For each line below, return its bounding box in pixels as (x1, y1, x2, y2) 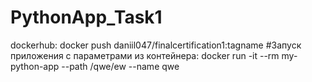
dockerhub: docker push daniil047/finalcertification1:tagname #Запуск (10, 39, 302, 51)
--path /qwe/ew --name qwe (61, 60, 180, 72)
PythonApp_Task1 (10, 6, 163, 29)
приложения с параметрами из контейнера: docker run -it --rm (10, 49, 280, 61)
